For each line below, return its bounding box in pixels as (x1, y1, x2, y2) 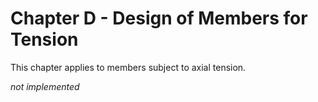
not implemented (10, 80, 80, 92)
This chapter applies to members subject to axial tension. (10, 61, 247, 73)
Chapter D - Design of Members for (10, 7, 308, 30)
